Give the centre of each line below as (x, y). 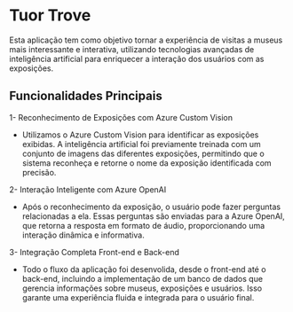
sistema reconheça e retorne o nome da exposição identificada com (147, 163)
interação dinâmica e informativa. (83, 235)
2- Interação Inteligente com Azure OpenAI (88, 189)
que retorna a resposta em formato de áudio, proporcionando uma (143, 225)
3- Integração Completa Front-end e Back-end (95, 252)
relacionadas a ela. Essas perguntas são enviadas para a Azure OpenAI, (154, 216)
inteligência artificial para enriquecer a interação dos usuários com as (137, 58)
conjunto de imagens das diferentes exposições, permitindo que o (143, 153)
